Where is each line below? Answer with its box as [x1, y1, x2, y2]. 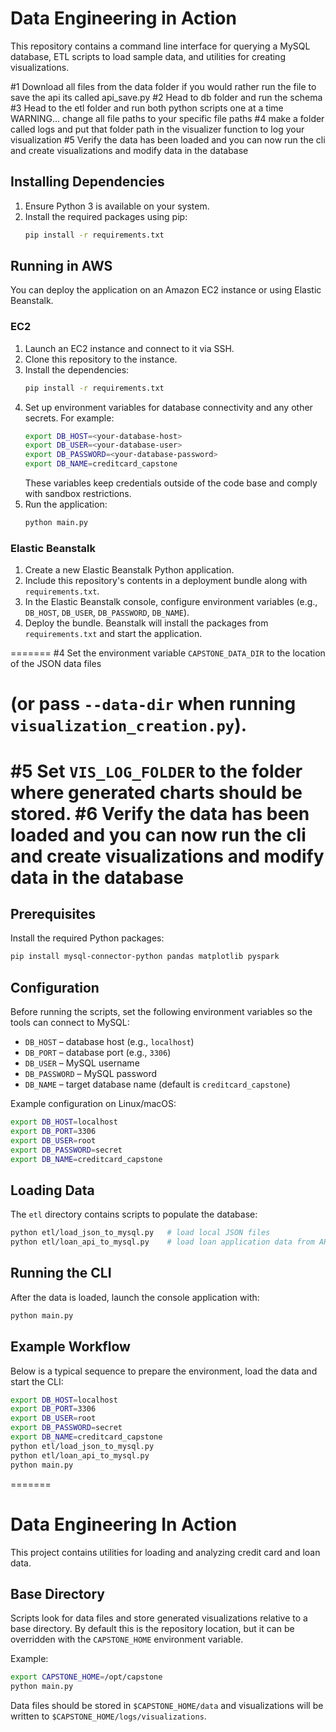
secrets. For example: [24, 412, 115, 424]
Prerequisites [10, 906, 96, 923]
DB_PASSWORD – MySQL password [24, 1068, 158, 1080]
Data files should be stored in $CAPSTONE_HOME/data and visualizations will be [10, 1700, 324, 1712]
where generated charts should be [10, 781, 303, 804]
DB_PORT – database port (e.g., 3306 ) [24, 1047, 172, 1059]
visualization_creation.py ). [10, 714, 248, 737]
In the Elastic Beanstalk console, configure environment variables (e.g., [24, 596, 318, 608]
